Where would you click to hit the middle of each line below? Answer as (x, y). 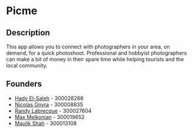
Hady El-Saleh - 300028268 (49, 98)
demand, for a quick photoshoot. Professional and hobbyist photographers (96, 53)
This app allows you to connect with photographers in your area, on (88, 47)
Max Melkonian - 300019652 (50, 117)
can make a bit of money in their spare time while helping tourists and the (95, 59)
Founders (24, 84)
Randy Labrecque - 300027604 (53, 111)
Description (28, 33)
